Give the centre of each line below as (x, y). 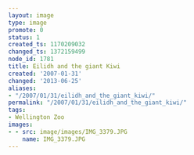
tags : (17, 110)
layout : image (31, 15)
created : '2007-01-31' (45, 74)
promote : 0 (26, 30)
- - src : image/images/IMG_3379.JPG (68, 132)
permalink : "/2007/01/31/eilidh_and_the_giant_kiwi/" (98, 103)
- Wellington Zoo (36, 117)
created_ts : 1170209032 (47, 45)
